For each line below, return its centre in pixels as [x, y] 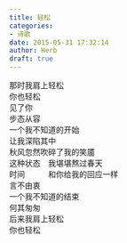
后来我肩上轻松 [36, 219]
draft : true [31, 59]
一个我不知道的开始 [44, 130]
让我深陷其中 [32, 141]
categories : [31, 26]
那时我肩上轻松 [36, 85]
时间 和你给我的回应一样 [63, 174]
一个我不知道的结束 [44, 196]
